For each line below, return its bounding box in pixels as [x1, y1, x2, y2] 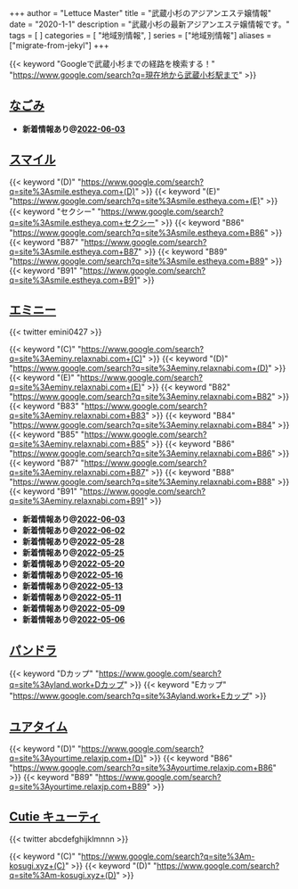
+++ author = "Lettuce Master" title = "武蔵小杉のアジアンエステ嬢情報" [9, 8, 272, 18]
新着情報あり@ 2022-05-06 [21, 614, 125, 625]
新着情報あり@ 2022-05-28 [21, 536, 125, 547]
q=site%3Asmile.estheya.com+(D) [9, 185, 136, 196]
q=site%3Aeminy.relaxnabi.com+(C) [9, 353, 143, 364]
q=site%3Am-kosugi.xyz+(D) [9, 869, 117, 880]
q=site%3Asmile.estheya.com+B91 [9, 275, 138, 285]
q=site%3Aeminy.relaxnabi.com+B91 [9, 496, 145, 506]
